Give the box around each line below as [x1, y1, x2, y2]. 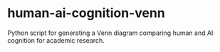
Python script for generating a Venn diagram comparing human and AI [7, 28, 214, 37]
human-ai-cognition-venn [7, 5, 165, 21]
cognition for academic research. [7, 36, 105, 44]
